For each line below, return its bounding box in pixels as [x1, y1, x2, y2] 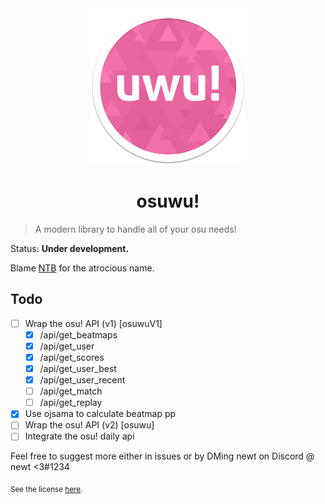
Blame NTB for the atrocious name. [10, 262, 155, 274]
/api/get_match [39, 385, 103, 397]
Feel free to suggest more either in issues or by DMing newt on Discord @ [10, 450, 315, 462]
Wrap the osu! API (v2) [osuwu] [24, 419, 155, 431]
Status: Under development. [10, 242, 130, 254]
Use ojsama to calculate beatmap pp [24, 408, 177, 420]
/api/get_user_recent [39, 374, 126, 386]
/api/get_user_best [39, 363, 117, 374]
